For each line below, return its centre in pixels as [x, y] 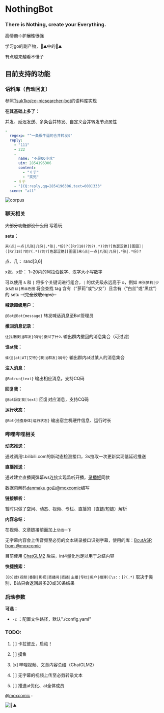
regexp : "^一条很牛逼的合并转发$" [41, 136]
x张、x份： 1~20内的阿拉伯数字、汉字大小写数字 [54, 272]
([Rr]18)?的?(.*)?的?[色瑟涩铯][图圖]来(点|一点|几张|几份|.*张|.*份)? [73, 251]
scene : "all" [23, 191]
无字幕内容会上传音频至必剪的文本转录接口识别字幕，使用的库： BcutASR [79, 540]
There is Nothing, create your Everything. [56, 25]
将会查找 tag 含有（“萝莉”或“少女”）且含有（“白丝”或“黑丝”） [98, 288]
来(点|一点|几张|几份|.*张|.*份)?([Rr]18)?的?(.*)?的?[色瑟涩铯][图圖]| [74, 246]
